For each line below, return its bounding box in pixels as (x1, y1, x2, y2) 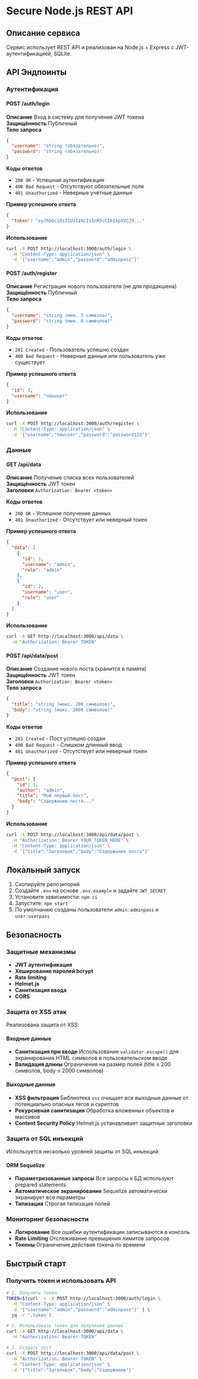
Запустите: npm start (14, 899, 68, 907)
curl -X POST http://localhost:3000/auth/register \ (6, 420, 140, 427)
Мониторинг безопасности (6, 1215, 89, 1223)
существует (14, 358, 45, 366)
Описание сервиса (6, 28, 80, 38)
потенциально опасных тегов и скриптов (14, 1100, 119, 1108)
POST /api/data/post (6, 652, 58, 659)
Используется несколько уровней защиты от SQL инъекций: (6, 1148, 160, 1155)
